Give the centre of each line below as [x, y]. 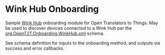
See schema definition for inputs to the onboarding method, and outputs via [83, 43]
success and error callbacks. [35, 48]
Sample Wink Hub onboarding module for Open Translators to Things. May [82, 23]
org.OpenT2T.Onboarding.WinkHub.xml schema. [55, 33]
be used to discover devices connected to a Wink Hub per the [69, 28]
